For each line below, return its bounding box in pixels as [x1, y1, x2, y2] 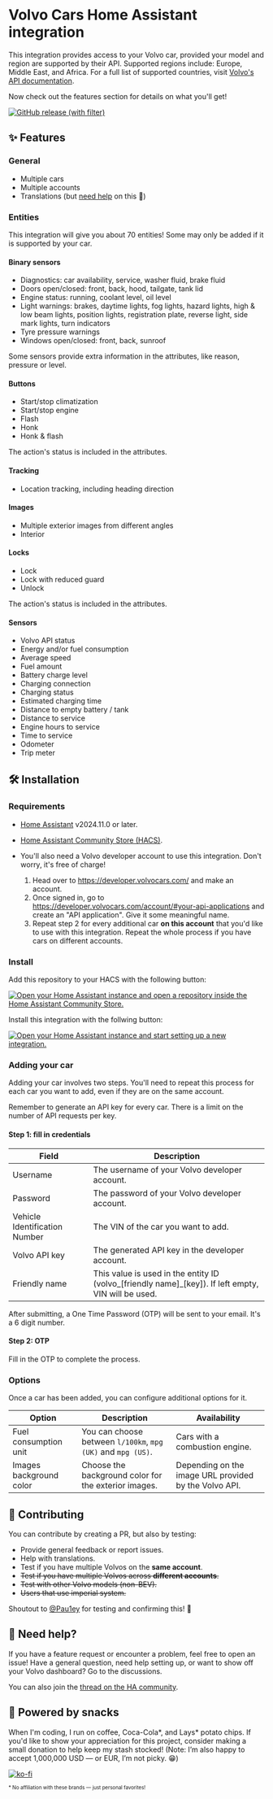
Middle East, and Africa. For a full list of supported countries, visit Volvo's [8, 67, 254, 76]
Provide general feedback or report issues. [19, 1544, 164, 1554]
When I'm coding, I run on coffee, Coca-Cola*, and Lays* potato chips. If [8, 1727, 252, 1737]
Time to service [19, 730, 73, 741]
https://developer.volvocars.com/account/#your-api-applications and [32, 901, 265, 911]
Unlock [19, 583, 45, 593]
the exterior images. [80, 1480, 158, 1492]
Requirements [8, 801, 66, 812]
